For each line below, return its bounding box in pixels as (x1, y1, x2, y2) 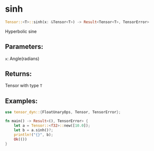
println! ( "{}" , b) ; (14, 132, 54, 137)
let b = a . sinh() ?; (14, 128, 54, 132)
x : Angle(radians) (5, 55, 40, 62)
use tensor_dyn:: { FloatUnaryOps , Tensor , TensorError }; (5, 110, 121, 115)
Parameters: (5, 43, 43, 51)
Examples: (5, 97, 38, 105)
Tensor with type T (5, 83, 42, 88)
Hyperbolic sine (5, 28, 37, 34)
